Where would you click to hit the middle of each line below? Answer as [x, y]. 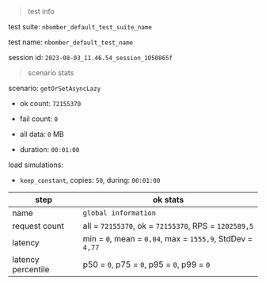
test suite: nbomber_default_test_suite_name [80, 27]
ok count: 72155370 [50, 103]
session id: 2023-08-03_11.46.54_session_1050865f [90, 57]
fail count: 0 [39, 119]
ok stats [169, 199]
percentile [31, 270]
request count [38, 226]
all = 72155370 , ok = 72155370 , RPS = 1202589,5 [168, 226]
